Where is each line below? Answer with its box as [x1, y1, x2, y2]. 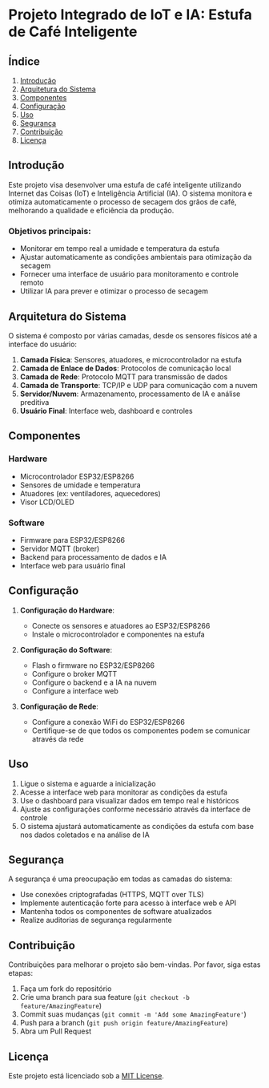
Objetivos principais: [8, 225, 91, 237]
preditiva [19, 397, 50, 406]
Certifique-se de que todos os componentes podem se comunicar [31, 726, 251, 735]
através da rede [31, 734, 84, 743]
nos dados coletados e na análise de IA [19, 830, 150, 839]
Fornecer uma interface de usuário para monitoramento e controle [19, 269, 239, 279]
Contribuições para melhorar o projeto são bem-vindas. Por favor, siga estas [8, 960, 261, 969]
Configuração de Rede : [19, 702, 98, 711]
